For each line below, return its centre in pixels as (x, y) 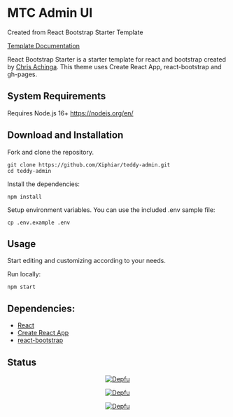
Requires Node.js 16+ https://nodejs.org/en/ (71, 113)
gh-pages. (22, 74)
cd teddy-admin (29, 171)
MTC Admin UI (50, 13)
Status (22, 362)
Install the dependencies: (44, 184)
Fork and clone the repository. (51, 152)
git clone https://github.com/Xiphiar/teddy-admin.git (89, 165)
